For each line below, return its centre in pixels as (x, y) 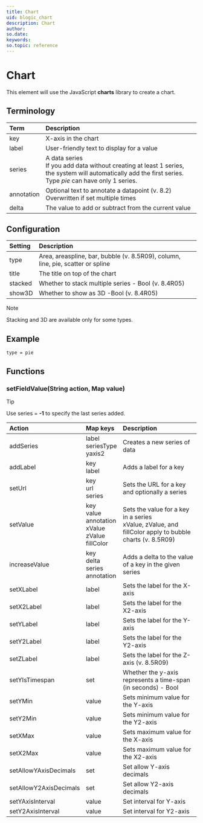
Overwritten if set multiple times (91, 198)
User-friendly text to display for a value (101, 148)
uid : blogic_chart (29, 18)
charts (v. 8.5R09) (149, 539)
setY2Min (23, 718)
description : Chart (31, 23)
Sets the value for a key (156, 509)
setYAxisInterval (32, 801)
